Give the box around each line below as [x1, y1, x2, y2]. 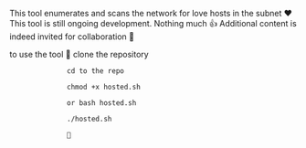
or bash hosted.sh [67, 99, 137, 108]
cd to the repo [67, 67, 125, 76]
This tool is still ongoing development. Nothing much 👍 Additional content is [9, 18, 297, 28]
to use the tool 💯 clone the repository [9, 49, 149, 59]
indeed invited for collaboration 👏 [9, 31, 135, 42]
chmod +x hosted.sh [67, 82, 142, 91]
